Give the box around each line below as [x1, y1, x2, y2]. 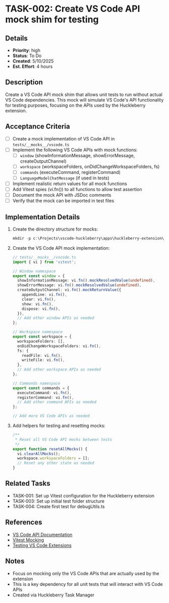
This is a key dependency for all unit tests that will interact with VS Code [12, 581, 163, 587]
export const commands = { [12, 385, 70, 391]
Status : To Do [12, 53, 42, 59]
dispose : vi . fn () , [22, 306, 61, 311]
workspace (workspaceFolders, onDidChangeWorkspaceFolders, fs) [20, 163, 160, 169]
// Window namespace [12, 268, 56, 273]
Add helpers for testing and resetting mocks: [12, 423, 106, 429]
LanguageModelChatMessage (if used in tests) [20, 175, 109, 181]
